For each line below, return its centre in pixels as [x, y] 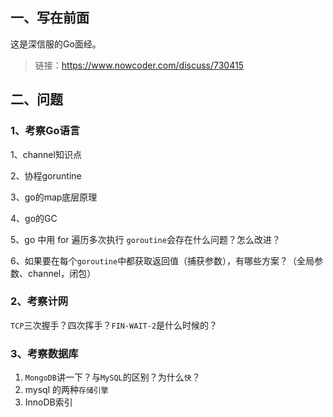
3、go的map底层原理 [54, 197]
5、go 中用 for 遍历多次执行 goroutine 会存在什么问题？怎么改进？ [145, 239]
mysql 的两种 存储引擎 [66, 390]
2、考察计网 [39, 301]
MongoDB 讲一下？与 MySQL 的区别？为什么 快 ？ [112, 377]
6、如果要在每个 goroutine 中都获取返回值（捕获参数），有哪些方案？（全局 [162, 260]
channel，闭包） [62, 273]
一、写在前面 [50, 18]
